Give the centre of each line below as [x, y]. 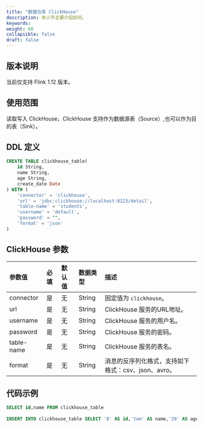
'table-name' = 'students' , [52, 207]
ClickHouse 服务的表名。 [140, 346]
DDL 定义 [23, 147]
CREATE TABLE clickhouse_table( [47, 161]
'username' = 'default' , [48, 212]
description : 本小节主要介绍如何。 [46, 18]
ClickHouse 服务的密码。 [140, 332]
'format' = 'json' [40, 224]
